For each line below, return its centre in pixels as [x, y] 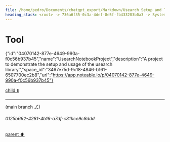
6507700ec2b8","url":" [29, 75]
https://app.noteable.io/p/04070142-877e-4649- [104, 75]
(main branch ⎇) [23, 107]
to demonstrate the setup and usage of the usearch [59, 64]
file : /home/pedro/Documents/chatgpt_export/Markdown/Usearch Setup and [83, 10]
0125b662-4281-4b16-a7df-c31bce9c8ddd [50, 119]
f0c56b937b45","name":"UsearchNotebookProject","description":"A [76, 59]
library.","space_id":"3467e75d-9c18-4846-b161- [56, 70]
